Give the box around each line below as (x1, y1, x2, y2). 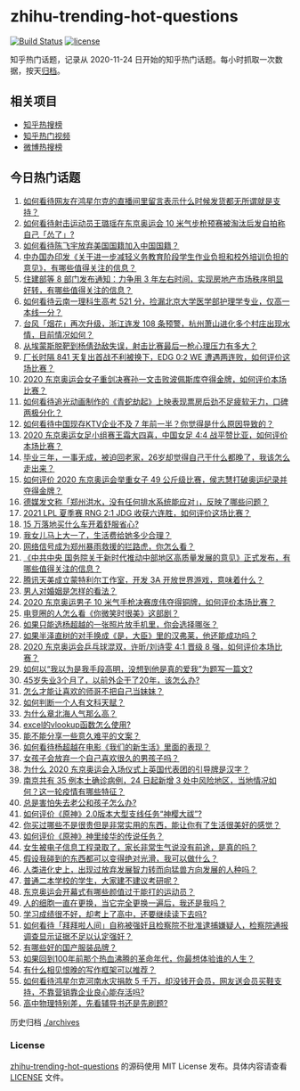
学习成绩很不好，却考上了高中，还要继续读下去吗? (22, 908, 207, 919)
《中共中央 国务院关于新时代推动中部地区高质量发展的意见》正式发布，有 (22, 552, 291, 562)
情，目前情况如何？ (22, 329, 94, 340)
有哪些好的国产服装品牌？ (22, 942, 118, 953)
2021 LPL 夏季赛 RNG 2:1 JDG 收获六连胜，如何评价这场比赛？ (22, 507, 252, 518)
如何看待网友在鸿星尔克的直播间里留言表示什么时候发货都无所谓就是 (22, 195, 273, 206)
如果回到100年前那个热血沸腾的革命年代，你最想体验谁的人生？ (22, 953, 255, 964)
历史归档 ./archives (10, 1016, 80, 1027)
